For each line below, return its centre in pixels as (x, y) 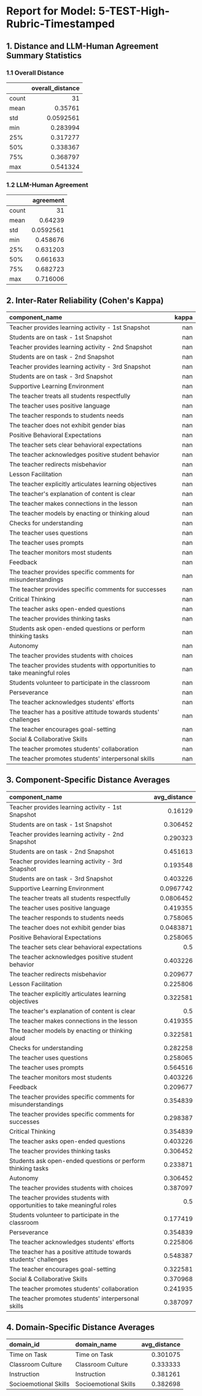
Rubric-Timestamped (61, 24)
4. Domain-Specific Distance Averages (81, 1328)
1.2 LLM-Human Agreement (47, 185)
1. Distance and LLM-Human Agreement (82, 46)
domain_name (96, 1344)
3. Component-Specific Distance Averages (88, 780)
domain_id (25, 1344)
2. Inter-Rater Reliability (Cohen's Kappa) (85, 300)
